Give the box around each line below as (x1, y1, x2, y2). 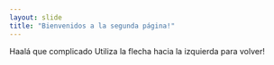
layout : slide (9, 12, 63, 22)
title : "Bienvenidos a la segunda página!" (9, 21, 176, 30)
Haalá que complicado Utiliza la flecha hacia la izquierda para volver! (9, 45, 266, 56)
